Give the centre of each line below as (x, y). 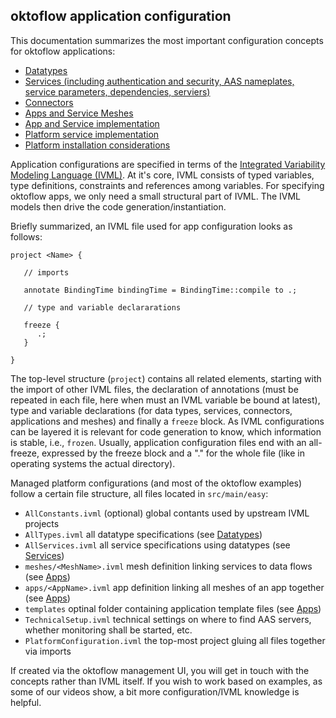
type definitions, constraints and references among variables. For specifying (167, 185)
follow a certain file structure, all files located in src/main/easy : (139, 493)
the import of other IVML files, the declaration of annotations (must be (154, 389)
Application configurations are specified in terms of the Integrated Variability (168, 164)
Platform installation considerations (97, 145)
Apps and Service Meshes (79, 113)
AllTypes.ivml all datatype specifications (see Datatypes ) (143, 534)
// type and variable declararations (102, 307)
